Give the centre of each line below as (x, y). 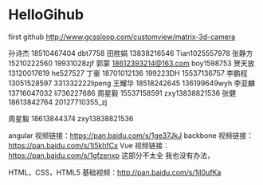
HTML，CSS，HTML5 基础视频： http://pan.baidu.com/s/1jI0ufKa (115, 172)
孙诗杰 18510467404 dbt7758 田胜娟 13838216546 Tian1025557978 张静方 (131, 53)
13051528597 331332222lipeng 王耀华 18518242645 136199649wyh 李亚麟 (131, 83)
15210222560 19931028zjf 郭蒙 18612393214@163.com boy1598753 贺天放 (131, 63)
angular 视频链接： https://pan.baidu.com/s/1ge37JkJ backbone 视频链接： (131, 135)
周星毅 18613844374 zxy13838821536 (71, 118)
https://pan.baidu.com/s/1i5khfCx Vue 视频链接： (89, 145)
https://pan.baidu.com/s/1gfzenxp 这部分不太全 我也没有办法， (111, 155)
